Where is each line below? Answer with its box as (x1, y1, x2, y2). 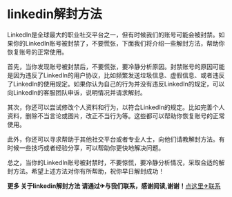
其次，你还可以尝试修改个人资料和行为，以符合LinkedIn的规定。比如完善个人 (7, 103, 225, 111)
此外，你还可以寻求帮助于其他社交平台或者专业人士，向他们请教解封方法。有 (7, 135, 225, 143)
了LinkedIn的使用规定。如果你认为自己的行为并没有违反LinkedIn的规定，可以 (7, 79, 225, 88)
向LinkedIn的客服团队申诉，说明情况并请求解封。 (7, 88, 146, 97)
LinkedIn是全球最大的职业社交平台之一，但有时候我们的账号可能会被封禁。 (7, 30, 219, 39)
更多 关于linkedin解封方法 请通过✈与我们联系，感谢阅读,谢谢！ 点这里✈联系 (7, 181, 221, 190)
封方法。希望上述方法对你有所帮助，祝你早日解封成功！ (7, 167, 164, 175)
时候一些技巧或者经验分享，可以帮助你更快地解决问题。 (7, 143, 164, 152)
